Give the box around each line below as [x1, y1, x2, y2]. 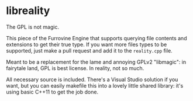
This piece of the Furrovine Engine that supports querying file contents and [6, 34, 187, 41]
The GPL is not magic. [6, 23, 60, 30]
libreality [6, 4, 50, 18]
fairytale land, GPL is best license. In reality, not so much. [6, 64, 144, 71]
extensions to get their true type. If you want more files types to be [6, 41, 167, 48]
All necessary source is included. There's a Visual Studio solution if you [6, 76, 178, 83]
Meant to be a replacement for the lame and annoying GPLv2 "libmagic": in [6, 58, 187, 65]
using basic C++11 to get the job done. [6, 88, 98, 95]
